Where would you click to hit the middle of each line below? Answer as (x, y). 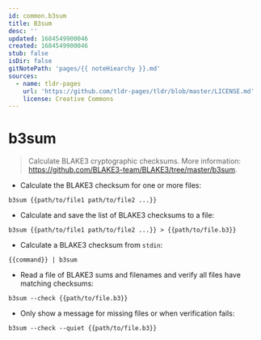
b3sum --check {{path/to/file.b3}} (68, 299)
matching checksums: (57, 283)
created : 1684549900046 (48, 46)
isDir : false (30, 62)
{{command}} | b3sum (43, 260)
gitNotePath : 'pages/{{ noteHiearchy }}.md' (84, 69)
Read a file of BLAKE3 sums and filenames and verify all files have (130, 275)
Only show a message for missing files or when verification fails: (127, 313)
